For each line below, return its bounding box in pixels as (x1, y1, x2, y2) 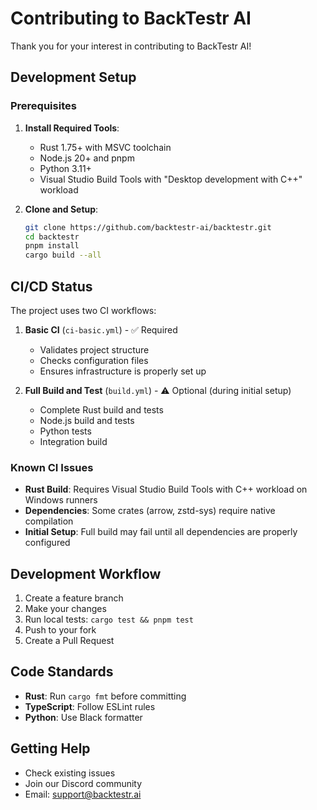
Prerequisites (10, 99, 77, 113)
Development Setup (10, 69, 137, 86)
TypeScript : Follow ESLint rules (24, 700, 156, 712)
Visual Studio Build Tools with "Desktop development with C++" (39, 173, 303, 185)
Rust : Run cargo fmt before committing (24, 690, 187, 702)
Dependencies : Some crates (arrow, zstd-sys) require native (24, 505, 276, 517)
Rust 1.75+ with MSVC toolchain (39, 141, 172, 153)
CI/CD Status (10, 278, 93, 295)
